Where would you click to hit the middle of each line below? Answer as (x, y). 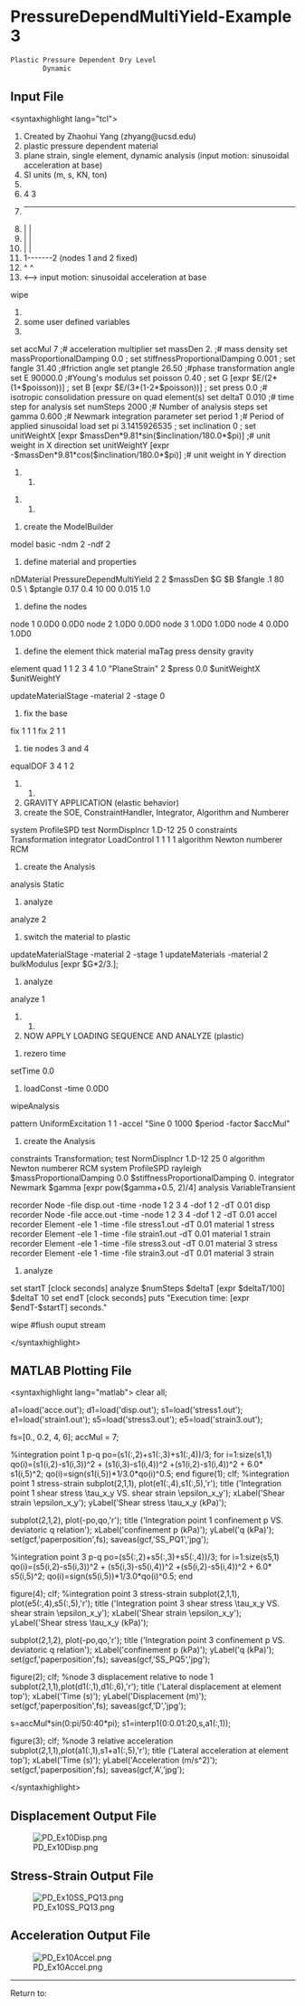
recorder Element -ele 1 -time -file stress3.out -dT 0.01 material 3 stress (144, 1243)
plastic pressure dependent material (91, 146)
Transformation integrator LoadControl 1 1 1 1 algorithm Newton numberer (147, 839)
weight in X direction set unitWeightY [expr (90, 444)
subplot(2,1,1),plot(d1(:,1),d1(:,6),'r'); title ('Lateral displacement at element (146, 1686)
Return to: (29, 1992)
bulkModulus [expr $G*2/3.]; (64, 964)
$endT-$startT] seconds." (59, 1307)
